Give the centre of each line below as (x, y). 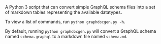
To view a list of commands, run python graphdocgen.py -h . (65, 22)
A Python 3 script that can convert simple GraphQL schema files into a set (80, 7)
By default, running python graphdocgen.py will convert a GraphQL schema (81, 31)
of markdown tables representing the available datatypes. (64, 12)
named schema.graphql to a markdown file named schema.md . (66, 36)
